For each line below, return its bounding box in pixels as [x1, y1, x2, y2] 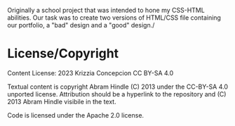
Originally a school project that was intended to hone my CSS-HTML [7, 6, 205, 14]
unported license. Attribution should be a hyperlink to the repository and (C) [7, 89, 227, 98]
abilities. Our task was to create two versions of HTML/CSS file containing [7, 13, 221, 22]
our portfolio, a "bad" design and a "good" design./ [7, 21, 155, 29]
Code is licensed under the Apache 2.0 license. [7, 111, 145, 119]
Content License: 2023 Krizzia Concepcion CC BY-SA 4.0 [7, 68, 174, 77]
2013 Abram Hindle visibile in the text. [7, 97, 117, 106]
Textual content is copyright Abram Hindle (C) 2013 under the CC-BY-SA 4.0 [7, 82, 228, 91]
